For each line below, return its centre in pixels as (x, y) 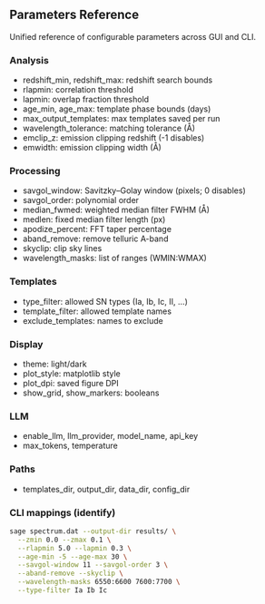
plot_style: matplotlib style (71, 374)
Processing (35, 171)
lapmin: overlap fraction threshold (86, 100)
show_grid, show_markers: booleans (91, 393)
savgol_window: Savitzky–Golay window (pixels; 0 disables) (134, 190)
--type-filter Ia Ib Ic (62, 590)
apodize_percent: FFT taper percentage (97, 229)
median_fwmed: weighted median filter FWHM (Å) (116, 210)
